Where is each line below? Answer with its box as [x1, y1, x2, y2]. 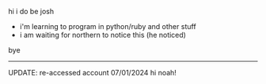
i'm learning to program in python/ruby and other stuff [19, 22, 196, 31]
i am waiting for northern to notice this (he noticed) [19, 31, 186, 39]
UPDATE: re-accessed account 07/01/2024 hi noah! [8, 68, 177, 77]
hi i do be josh [8, 7, 54, 16]
